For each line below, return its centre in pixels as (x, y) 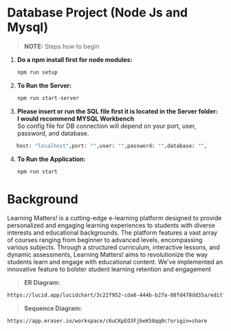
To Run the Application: (51, 159)
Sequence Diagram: (53, 308)
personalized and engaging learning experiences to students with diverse (111, 226)
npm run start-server (48, 98)
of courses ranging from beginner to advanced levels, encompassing (105, 240)
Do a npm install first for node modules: (75, 59)
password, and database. (53, 133)
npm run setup (37, 72)
